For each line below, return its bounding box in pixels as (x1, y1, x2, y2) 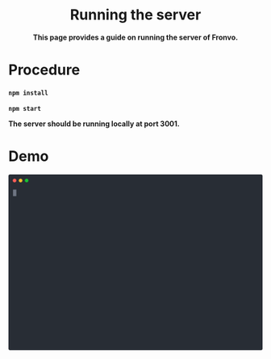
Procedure (8, 61, 81, 79)
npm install (8, 89, 48, 97)
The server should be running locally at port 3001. (8, 119, 180, 129)
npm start (8, 104, 42, 112)
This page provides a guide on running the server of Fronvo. (32, 32, 239, 42)
